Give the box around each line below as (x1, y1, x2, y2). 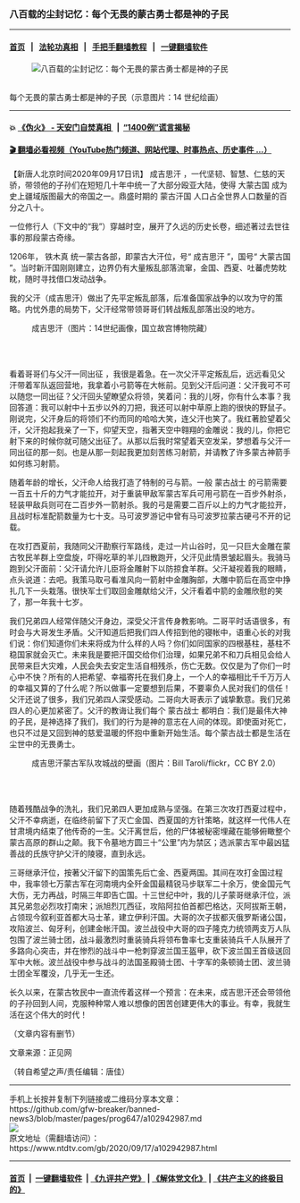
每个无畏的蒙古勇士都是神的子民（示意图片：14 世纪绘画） (9, 91, 223, 102)
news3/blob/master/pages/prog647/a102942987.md (9, 1114, 203, 1124)
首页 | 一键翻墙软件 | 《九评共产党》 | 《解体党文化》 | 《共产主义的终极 (9, 1173, 277, 1183)
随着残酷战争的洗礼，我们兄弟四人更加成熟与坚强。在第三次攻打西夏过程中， (9, 803, 291, 815)
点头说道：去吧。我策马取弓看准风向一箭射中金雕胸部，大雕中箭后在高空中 (9, 574, 283, 585)
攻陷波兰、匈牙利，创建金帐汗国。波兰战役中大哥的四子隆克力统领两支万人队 (9, 923, 291, 934)
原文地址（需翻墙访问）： (9, 1133, 100, 1144)
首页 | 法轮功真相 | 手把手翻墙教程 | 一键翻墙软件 (9, 41, 208, 52)
